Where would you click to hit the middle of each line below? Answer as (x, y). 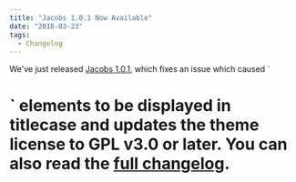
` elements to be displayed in (120, 106)
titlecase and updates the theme (134, 125)
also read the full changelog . (120, 164)
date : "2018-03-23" (46, 26)
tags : (20, 35)
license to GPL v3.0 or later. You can (149, 144)
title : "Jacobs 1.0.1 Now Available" (81, 18)
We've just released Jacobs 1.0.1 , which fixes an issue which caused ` (140, 69)
